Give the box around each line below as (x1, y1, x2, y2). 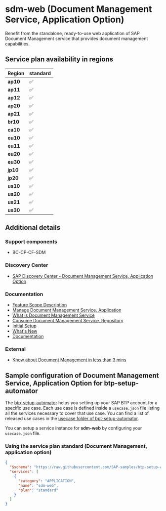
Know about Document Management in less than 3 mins (12, 357, 126, 363)
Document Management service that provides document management (5, 36, 148, 42)
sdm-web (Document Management (5, 3, 152, 15)
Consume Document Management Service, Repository (12, 318, 124, 324)
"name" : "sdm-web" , (18, 483, 58, 488)
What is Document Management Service (12, 312, 95, 318)
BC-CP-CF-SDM (12, 250, 46, 255)
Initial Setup (12, 323, 37, 329)
